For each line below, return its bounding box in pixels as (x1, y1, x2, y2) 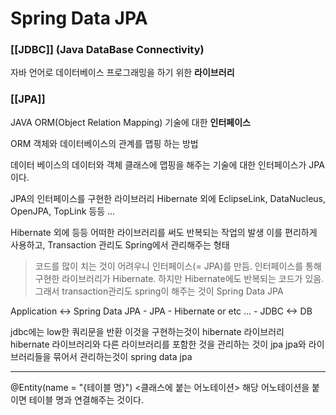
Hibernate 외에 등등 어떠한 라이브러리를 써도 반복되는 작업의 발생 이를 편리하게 (10, 226, 318, 238)
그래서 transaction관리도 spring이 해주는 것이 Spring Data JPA (34, 285, 284, 297)
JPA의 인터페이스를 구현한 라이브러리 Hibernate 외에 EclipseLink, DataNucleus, (10, 192, 327, 204)
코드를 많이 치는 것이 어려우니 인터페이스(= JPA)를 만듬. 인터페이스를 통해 (34, 260, 322, 272)
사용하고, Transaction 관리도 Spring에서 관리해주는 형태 (10, 238, 230, 251)
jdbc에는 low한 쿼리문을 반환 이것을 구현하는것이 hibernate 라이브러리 (10, 325, 285, 337)
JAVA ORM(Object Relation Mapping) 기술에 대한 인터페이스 (10, 116, 251, 128)
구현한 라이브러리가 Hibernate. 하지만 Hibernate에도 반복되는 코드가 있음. (34, 272, 325, 284)
